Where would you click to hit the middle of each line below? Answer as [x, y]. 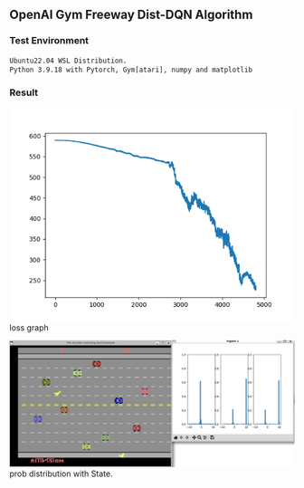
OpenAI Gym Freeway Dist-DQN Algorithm [131, 15]
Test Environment [49, 41]
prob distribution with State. [61, 474]
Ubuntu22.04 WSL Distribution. [68, 61]
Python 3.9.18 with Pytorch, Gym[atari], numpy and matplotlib [131, 70]
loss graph [29, 327]
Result [24, 92]
